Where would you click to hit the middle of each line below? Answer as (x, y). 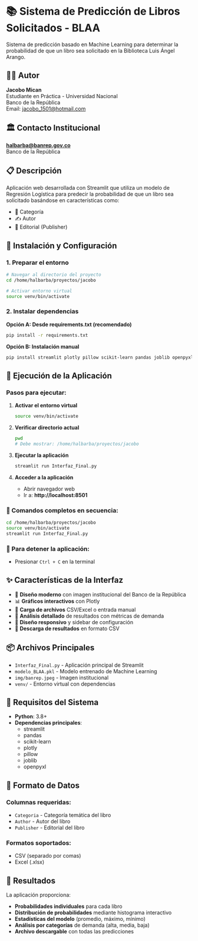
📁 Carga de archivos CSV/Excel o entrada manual (75, 609)
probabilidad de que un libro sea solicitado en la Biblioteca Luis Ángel (90, 50)
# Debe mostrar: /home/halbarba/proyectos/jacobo (77, 444)
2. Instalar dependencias (42, 311)
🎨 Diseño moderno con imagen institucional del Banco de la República (100, 594)
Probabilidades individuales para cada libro (68, 906)
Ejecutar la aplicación (42, 455)
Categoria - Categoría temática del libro (63, 815)
